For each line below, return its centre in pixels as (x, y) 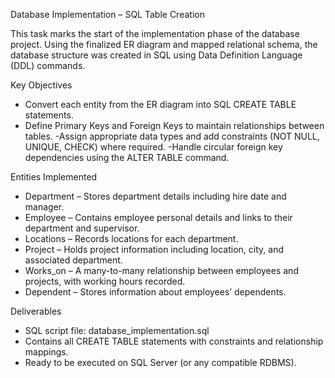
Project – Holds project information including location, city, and (154, 249)
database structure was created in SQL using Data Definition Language (156, 55)
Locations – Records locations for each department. (131, 238)
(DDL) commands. (48, 65)
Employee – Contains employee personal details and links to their (158, 217)
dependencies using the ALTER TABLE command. (127, 157)
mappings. (46, 352)
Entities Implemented (54, 177)
